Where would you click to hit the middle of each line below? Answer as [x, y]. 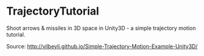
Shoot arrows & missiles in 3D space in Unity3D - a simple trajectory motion [101, 28]
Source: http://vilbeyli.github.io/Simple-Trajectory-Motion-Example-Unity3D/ [102, 46]
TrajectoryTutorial [53, 11]
